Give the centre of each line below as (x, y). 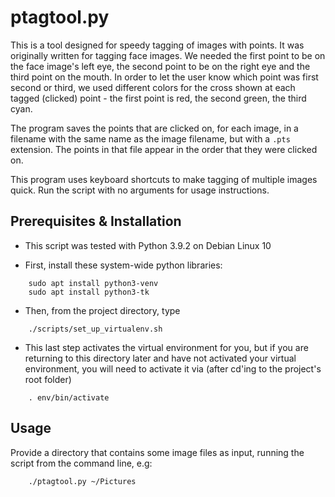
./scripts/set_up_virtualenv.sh (95, 329)
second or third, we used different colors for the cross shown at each (153, 87)
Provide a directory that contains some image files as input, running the (157, 452)
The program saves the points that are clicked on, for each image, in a (154, 128)
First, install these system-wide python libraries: (123, 265)
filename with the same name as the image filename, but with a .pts (150, 138)
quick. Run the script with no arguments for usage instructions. (140, 190)
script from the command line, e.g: (81, 463)
